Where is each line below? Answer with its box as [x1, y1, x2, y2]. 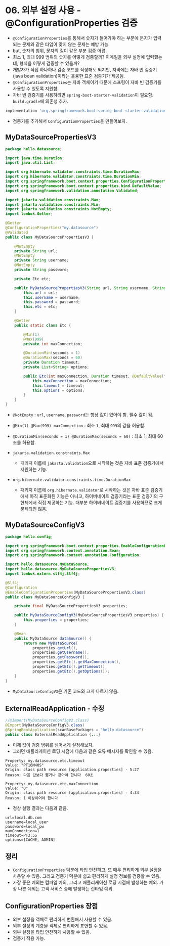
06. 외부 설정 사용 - [5, 5, 81, 16]
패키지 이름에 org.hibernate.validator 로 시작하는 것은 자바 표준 [20, 487, 149, 493]
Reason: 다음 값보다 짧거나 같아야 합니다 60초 [5, 772, 94, 778]
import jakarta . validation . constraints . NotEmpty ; [5, 207, 112, 212]
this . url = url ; [23, 290, 58, 295]
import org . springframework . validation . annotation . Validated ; [5, 188, 139, 193]
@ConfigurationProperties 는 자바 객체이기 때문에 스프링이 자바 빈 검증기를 [12, 79, 162, 85]
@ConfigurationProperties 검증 [5, 17, 138, 29]
